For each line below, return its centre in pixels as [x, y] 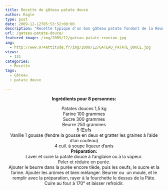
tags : [11, 71]
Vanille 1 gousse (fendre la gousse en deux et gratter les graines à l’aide [84, 135]
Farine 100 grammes [84, 114]
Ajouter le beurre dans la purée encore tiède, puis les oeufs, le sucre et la [84, 167]
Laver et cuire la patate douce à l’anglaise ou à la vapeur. [84, 156]
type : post [16, 19]
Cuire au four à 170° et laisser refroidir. [84, 183]
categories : [17, 61]
